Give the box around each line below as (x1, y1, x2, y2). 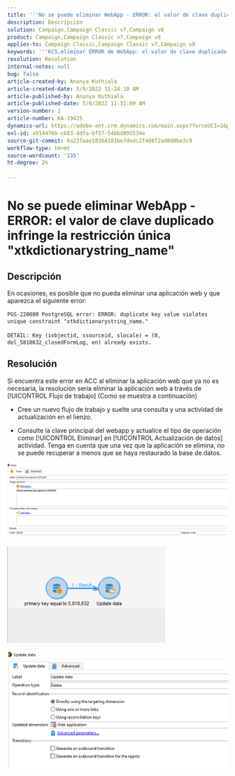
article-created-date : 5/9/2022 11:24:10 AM (7, 85, 139, 93)
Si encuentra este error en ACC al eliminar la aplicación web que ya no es (7, 376, 219, 385)
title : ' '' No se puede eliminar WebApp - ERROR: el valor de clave (7, 11, 208, 18)
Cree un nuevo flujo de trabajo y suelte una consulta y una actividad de (17, 405, 223, 413)
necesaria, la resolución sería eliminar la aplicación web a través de (7, 384, 201, 392)
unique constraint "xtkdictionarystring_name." (7, 318, 149, 325)
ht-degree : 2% (7, 159, 49, 166)
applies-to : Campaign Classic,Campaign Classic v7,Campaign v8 (7, 41, 196, 48)
